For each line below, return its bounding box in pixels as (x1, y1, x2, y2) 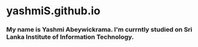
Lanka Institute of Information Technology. (6, 33, 134, 41)
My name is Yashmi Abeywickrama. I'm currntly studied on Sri (6, 26, 193, 34)
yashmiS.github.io (6, 4, 101, 18)
